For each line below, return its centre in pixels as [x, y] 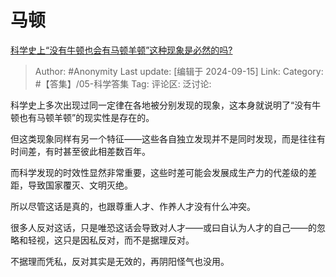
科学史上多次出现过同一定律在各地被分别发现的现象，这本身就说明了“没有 [161, 105]
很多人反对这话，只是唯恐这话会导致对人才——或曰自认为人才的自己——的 [163, 227]
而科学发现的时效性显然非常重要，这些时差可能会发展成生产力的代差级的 [159, 172]
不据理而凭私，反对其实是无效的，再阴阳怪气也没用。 [120, 261]
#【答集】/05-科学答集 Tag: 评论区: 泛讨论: [123, 83]
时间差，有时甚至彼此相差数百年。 [80, 151]
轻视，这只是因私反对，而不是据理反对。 [111, 240]
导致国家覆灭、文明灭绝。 [80, 185]
